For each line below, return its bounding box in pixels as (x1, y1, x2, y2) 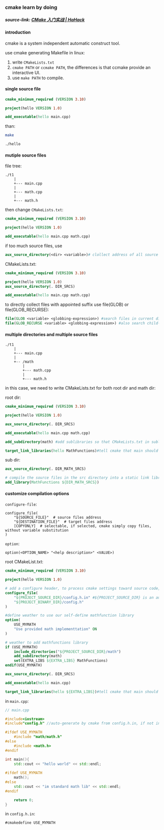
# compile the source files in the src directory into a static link (5, 475, 150, 481)
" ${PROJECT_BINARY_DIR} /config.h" (14, 599, 84, 604)
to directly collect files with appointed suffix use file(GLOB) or (5, 301, 129, 307)
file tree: (5, 163, 22, 169)
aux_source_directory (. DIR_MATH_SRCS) (5, 466, 86, 471)
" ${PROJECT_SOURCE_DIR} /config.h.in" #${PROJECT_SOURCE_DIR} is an (14, 595, 154, 600)
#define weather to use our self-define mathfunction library (5, 613, 134, 618)
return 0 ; (14, 797, 34, 803)
